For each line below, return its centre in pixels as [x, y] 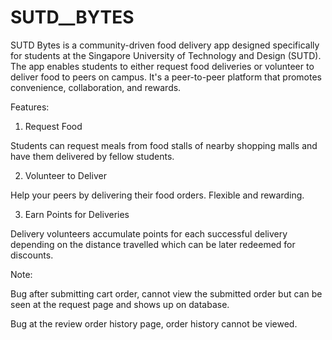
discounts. [32, 255]
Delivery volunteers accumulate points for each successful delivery [149, 233]
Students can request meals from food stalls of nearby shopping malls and [164, 145]
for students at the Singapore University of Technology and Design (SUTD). [166, 55]
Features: [30, 107]
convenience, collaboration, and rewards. [96, 87]
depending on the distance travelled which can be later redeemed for [153, 244]
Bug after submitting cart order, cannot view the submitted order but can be [166, 293]
